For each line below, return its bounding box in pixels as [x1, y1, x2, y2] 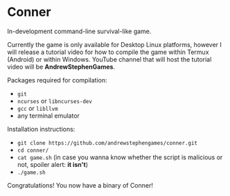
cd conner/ [17, 147, 49, 154]
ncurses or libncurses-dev [17, 96, 92, 105]
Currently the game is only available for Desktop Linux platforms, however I [7, 40, 222, 48]
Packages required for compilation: [7, 75, 107, 84]
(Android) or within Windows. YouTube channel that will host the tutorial [7, 55, 212, 63]
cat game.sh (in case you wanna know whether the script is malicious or [17, 153, 223, 161]
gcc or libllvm [17, 104, 58, 112]
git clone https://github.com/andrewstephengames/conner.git [17, 139, 198, 146]
